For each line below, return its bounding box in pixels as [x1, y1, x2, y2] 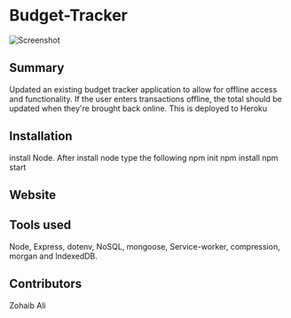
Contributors [9, 276, 83, 291]
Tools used [9, 218, 72, 233]
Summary [9, 60, 65, 76]
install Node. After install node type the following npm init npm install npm [9, 152, 279, 163]
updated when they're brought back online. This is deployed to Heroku [9, 103, 268, 114]
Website [9, 187, 56, 203]
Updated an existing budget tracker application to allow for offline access [9, 83, 278, 94]
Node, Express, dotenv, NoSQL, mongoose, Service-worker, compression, [9, 241, 281, 251]
